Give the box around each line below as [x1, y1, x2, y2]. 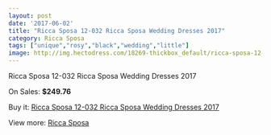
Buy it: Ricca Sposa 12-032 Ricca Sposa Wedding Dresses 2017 [8, 102, 219, 112]
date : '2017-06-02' [8, 19, 74, 27]
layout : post [8, 11, 52, 20]
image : [8, 49, 31, 57]
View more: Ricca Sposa [8, 118, 90, 127]
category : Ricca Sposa [8, 34, 85, 43]
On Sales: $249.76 [8, 87, 71, 96]
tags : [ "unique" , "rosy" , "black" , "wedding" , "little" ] [8, 42, 190, 50]
